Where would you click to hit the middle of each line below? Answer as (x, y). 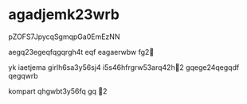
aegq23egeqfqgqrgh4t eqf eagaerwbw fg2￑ (81, 52)
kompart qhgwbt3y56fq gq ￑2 (58, 91)
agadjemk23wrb (64, 15)
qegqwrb (23, 75)
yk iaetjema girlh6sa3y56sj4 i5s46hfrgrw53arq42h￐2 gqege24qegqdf (124, 67)
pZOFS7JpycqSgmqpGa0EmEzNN (64, 37)
